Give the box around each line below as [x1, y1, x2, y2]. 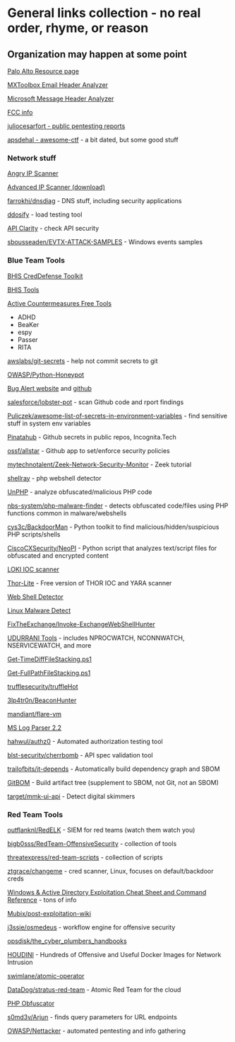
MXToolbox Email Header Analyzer [7, 81, 108, 89]
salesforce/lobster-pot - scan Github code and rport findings [7, 398, 184, 406]
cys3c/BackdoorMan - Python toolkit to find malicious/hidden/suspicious [7, 522, 220, 531]
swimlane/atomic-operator [7, 971, 85, 980]
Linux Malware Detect [7, 606, 71, 614]
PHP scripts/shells [7, 529, 61, 539]
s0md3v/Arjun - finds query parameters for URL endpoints [7, 1012, 178, 1021]
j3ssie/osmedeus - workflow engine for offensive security [7, 922, 176, 932]
